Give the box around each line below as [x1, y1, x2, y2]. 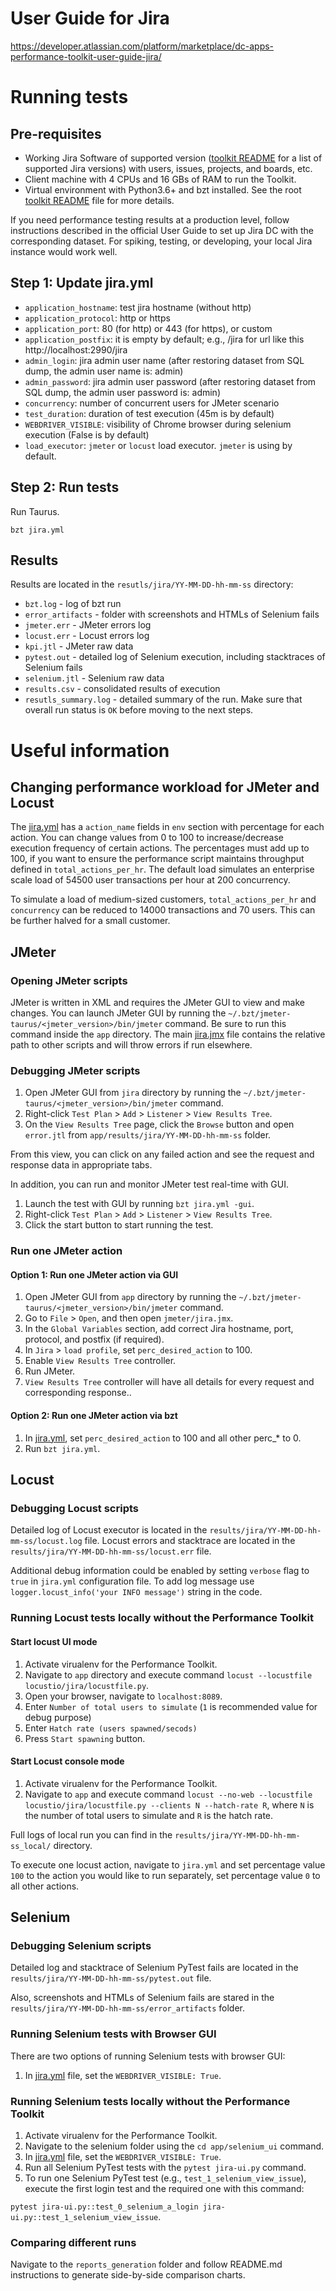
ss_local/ [10, 1841, 52, 1851]
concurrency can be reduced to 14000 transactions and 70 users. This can [10, 904, 316, 916]
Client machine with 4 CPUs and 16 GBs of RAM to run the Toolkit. [24, 173, 297, 185]
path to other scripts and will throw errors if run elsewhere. [10, 1039, 253, 1051]
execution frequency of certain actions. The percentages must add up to [10, 842, 310, 854]
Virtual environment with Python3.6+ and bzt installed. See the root [24, 183, 302, 196]
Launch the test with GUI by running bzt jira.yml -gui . [24, 1198, 255, 1210]
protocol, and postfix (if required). [24, 1333, 165, 1346]
